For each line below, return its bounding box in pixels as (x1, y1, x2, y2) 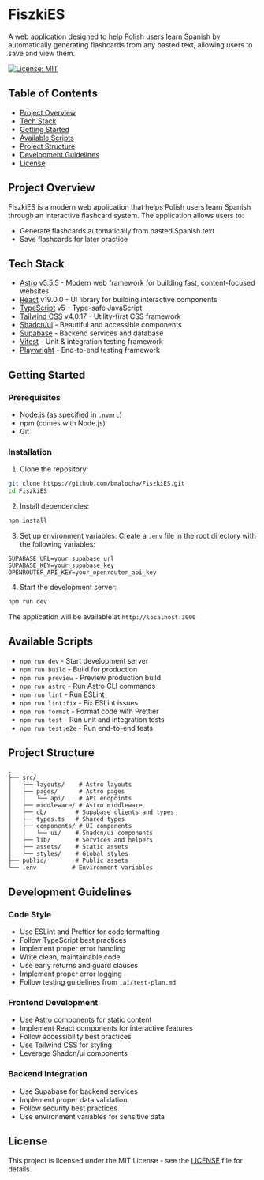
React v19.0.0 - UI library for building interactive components (19, 295, 218, 304)
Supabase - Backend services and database (19, 328, 164, 338)
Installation (8, 446, 53, 457)
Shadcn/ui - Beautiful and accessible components (19, 320, 183, 330)
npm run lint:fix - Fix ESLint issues (19, 698, 139, 707)
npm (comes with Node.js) (19, 418, 106, 428)
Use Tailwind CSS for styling (19, 1040, 113, 1050)
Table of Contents (8, 87, 99, 100)
